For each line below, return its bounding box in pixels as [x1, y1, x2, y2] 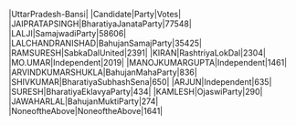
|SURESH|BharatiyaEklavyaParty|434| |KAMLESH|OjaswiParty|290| [8, 87, 263, 97]
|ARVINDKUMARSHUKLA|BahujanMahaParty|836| [8, 67, 197, 78]
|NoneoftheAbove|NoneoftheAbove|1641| [8, 106, 164, 116]
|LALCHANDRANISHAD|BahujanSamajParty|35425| [8, 37, 203, 48]
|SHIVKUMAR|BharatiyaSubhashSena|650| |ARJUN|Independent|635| [8, 77, 272, 87]
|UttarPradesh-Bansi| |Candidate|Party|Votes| [8, 9, 182, 19]
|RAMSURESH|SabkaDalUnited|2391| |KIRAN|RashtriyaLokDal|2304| [8, 47, 267, 58]
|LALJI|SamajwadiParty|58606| [8, 28, 127, 38]
